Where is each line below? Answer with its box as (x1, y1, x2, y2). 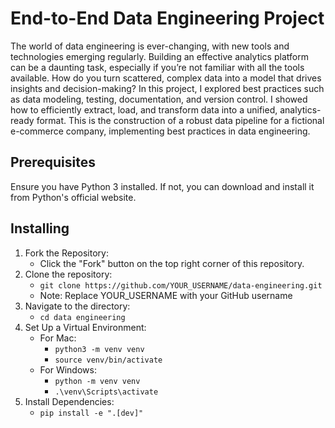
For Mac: (39, 332, 77, 344)
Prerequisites (10, 154, 96, 171)
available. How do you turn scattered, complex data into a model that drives (10, 72, 322, 84)
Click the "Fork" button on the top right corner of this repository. (39, 257, 305, 269)
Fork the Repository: (24, 247, 109, 259)
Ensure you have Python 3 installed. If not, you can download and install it (10, 180, 315, 192)
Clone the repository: (24, 268, 113, 280)
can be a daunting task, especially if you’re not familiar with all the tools (10, 61, 305, 73)
